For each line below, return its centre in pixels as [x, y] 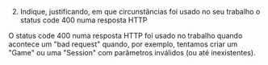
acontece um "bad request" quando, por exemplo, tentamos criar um [123, 44]
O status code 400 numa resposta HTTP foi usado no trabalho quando [126, 36]
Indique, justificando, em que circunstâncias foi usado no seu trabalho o [140, 12]
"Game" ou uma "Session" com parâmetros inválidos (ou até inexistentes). [132, 53]
